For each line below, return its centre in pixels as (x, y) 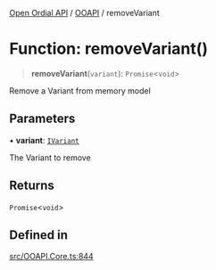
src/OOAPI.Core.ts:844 (51, 257)
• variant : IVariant (44, 140)
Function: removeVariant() (108, 49)
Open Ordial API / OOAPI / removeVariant (84, 13)
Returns (32, 186)
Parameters (42, 119)
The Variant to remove (50, 157)
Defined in (39, 235)
